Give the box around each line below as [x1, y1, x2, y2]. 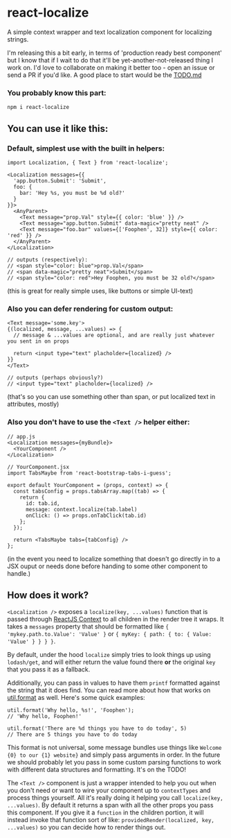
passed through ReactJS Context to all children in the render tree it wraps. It [7, 615, 224, 624]
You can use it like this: [7, 123, 109, 135]
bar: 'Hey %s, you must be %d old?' [19, 189, 126, 196]
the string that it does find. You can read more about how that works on [7, 686, 211, 694]
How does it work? [7, 589, 89, 601]
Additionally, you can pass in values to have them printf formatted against [7, 678, 220, 687]
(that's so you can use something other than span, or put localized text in [7, 393, 216, 401]
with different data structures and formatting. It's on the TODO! [7, 765, 187, 774]
